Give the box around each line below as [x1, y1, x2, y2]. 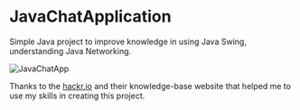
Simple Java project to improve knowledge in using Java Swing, [9, 36, 247, 47]
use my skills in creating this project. [9, 90, 145, 101]
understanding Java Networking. [9, 45, 132, 56]
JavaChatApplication [9, 6, 172, 27]
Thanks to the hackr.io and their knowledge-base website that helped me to [9, 80, 292, 91]
